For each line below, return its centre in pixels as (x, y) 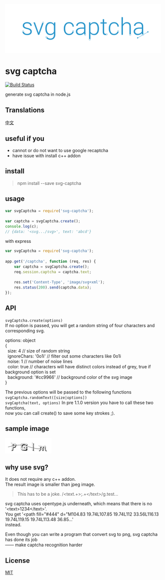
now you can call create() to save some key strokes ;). (60, 413)
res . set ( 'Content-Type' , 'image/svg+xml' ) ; (60, 282)
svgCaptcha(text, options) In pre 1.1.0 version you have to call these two (79, 403)
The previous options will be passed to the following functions (68, 392)
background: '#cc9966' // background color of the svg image (70, 377)
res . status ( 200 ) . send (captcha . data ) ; (53, 288)
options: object (21, 340)
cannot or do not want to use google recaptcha (60, 151)
